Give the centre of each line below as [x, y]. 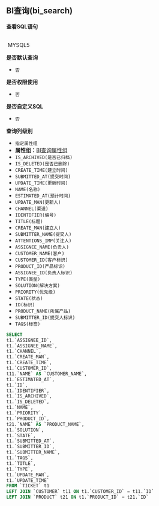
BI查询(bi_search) [40, 11]
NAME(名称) [28, 189]
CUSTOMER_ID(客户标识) [41, 260]
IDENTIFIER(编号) [36, 215]
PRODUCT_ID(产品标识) [40, 266]
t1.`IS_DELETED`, [28, 402]
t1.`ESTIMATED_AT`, [31, 379]
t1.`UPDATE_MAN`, [28, 475]
